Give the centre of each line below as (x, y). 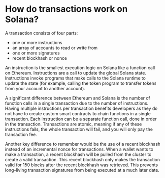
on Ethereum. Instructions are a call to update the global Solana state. (76, 73)
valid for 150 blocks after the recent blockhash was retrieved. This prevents (82, 165)
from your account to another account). (45, 88)
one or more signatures (36, 53)
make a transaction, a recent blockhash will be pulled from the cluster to (78, 154)
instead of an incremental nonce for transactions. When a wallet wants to (79, 149)
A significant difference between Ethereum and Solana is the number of (78, 98)
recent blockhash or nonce (40, 58)
